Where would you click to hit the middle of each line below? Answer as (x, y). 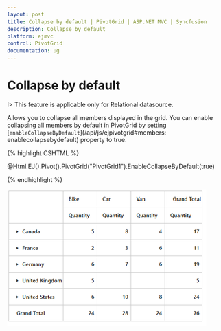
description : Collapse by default (57, 29)
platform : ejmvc (30, 36)
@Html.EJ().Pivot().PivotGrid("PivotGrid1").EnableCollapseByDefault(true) (111, 166)
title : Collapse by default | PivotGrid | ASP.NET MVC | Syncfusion (107, 22)
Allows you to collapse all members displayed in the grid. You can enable (110, 117)
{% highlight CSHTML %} (43, 153)
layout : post (26, 14)
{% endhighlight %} (35, 179)
